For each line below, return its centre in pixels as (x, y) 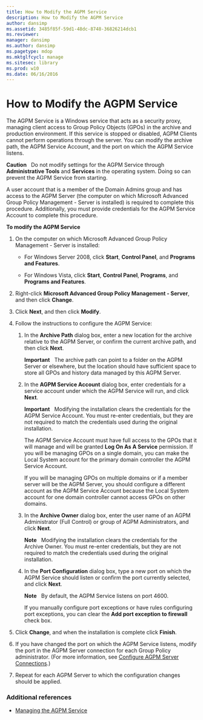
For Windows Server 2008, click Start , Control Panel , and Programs (110, 257)
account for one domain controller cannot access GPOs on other (105, 497)
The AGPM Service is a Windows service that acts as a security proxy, (94, 121)
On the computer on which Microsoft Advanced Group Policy (91, 239)
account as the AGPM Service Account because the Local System (106, 491)
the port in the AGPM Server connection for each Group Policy (93, 651)
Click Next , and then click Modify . (58, 312)
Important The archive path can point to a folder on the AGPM (103, 360)
